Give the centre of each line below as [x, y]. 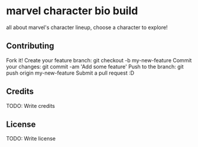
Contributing [30, 46]
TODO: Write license [31, 139]
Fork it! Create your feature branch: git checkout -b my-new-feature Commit [99, 60]
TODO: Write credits [30, 106]
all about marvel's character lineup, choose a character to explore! [87, 27]
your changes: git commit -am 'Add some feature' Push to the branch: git [95, 66]
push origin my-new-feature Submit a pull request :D [70, 73]
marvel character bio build [72, 11]
